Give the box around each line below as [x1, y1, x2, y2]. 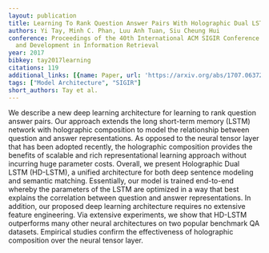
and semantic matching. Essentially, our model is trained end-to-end [8, 176, 235, 186]
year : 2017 [8, 49, 45, 57]
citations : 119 [8, 64, 59, 72]
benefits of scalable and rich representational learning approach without [8, 151, 247, 160]
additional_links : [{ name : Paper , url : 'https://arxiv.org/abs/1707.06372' [8, 71, 267, 79]
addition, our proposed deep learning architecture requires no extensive [8, 202, 246, 211]
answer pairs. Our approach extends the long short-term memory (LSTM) [8, 117, 251, 127]
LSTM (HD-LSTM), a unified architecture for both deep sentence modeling [8, 167, 254, 177]
